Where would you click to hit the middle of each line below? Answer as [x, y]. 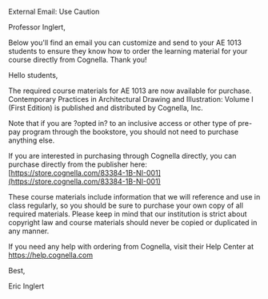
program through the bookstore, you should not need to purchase [130, 132]
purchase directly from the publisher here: [78, 164]
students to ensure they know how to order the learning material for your [128, 51]
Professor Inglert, [37, 27]
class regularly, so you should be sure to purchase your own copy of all [126, 205]
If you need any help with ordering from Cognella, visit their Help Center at [131, 246]
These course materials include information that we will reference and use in [134, 197]
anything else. [32, 140]
